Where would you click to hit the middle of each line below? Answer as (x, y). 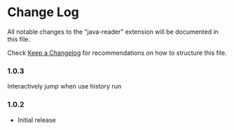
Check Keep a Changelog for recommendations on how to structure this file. (117, 53)
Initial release (36, 119)
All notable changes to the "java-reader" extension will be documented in (113, 32)
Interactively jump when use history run (64, 86)
